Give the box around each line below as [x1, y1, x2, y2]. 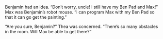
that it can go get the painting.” [5, 14, 67, 20]
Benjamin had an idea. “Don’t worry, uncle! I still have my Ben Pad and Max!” [5, 4, 158, 10]
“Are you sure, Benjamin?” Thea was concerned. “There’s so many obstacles [5, 24, 158, 29]
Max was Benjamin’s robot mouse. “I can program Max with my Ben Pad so [5, 9, 155, 15]
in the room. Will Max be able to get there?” [5, 29, 92, 34]
